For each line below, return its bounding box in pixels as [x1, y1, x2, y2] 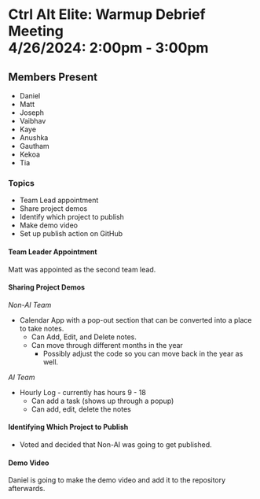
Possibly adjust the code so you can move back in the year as [42, 349, 244, 358]
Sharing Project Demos [8, 283, 85, 292]
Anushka [19, 133, 49, 142]
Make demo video [19, 220, 79, 230]
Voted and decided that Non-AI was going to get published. [19, 439, 212, 449]
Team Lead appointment [19, 195, 99, 205]
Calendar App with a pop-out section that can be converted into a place [19, 315, 252, 324]
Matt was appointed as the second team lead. [8, 264, 156, 274]
